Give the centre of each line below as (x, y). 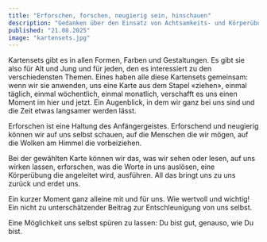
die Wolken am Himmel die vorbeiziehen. (75, 143)
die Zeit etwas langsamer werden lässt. (72, 111)
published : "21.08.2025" (49, 30)
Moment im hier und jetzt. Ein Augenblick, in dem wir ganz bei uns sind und (132, 102)
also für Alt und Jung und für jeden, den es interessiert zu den (110, 69)
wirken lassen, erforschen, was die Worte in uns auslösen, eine (112, 167)
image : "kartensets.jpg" (49, 38)
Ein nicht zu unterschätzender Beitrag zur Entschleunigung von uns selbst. (130, 208)
